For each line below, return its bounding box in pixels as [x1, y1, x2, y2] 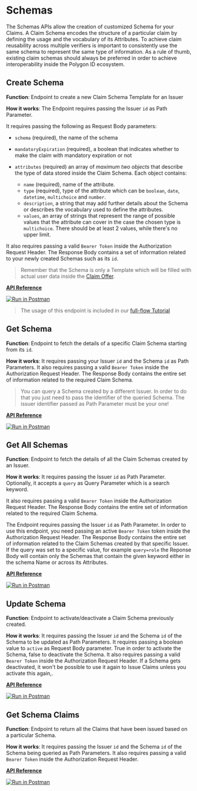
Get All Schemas [6, 440, 68, 450]
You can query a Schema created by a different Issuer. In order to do [20, 388, 187, 395]
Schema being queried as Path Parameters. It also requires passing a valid [6, 750, 186, 756]
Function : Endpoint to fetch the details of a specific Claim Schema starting [6, 340, 187, 347]
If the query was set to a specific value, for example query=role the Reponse [6, 546, 192, 553]
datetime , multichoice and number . [23, 193, 106, 201]
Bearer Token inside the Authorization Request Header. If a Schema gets [6, 657, 181, 664]
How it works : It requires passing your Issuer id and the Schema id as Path [6, 357, 189, 365]
